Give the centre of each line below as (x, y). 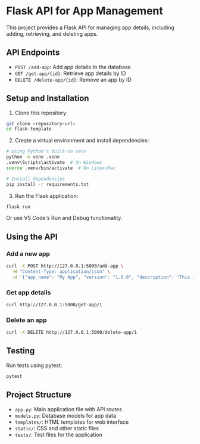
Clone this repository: (41, 113)
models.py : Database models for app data (65, 415)
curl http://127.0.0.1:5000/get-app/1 (54, 305)
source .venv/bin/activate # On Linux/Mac (61, 168)
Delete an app (26, 320)
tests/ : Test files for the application (58, 434)
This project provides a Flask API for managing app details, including (90, 27)
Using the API (32, 237)
